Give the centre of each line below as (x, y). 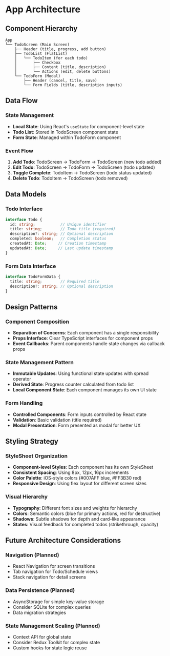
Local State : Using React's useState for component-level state (79, 126)
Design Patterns (31, 307)
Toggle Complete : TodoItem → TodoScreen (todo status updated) (82, 172)
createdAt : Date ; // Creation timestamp (58, 244)
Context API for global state (42, 637)
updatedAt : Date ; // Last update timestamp (62, 248)
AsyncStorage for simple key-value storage (58, 602)
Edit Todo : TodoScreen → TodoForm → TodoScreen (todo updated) (84, 167)
